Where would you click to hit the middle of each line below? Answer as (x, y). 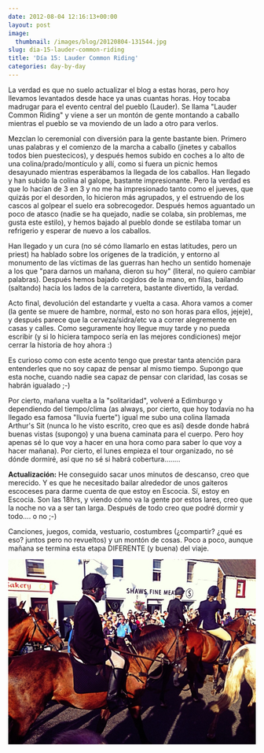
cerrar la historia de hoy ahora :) (60, 345)
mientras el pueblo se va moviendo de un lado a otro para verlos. (113, 123)
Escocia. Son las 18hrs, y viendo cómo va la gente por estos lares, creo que (130, 499)
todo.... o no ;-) (33, 516)
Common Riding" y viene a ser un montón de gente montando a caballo (124, 115)
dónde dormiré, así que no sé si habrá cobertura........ (94, 459)
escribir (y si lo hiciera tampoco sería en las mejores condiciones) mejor (125, 336)
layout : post (29, 25)
